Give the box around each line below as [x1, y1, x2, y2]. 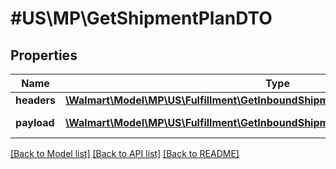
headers [15, 93, 57, 107]
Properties [10, 47, 78, 64]
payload [15, 116, 55, 129]
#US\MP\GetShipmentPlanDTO [10, 7, 273, 30]
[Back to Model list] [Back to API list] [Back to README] [10, 148, 240, 159]
